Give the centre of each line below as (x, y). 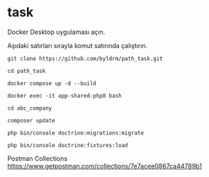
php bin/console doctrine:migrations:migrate (75, 133)
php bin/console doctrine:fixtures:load (68, 145)
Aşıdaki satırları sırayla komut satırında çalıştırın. (78, 45)
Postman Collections (38, 158)
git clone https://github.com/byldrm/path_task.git (85, 58)
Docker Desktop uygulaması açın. (56, 32)
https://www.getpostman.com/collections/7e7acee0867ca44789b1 (104, 166)
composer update (31, 120)
